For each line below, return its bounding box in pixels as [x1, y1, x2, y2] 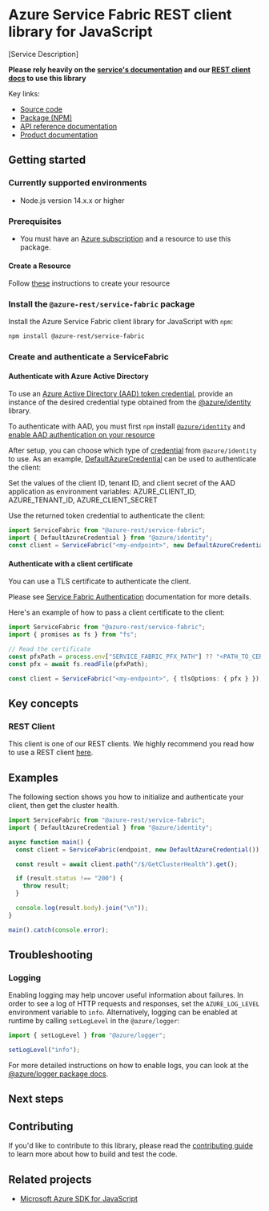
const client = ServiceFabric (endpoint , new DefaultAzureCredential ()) [15, 845, 260, 854]
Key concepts [8, 697, 78, 710]
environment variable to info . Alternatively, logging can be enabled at [8, 1007, 238, 1017]
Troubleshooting [8, 949, 94, 962]
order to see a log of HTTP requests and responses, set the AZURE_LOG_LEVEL [8, 999, 260, 1009]
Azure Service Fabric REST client [8, 6, 232, 24]
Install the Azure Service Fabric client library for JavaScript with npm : [8, 317, 234, 327]
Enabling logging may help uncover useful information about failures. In [8, 990, 244, 1000]
